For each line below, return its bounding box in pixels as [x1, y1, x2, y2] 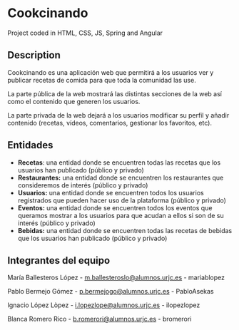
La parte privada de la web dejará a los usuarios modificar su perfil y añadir [7, 110, 230, 119]
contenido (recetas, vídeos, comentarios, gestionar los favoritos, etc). [7, 118, 213, 127]
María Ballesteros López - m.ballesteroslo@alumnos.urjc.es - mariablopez [7, 273, 225, 282]
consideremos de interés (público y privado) [17, 180, 148, 190]
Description [7, 49, 61, 61]
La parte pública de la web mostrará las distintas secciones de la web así [7, 89, 223, 98]
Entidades [7, 139, 54, 151]
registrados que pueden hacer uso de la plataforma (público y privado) [17, 196, 227, 205]
